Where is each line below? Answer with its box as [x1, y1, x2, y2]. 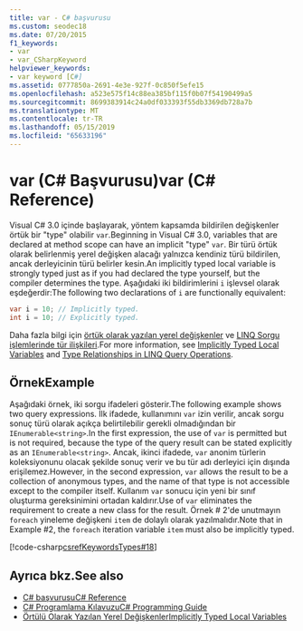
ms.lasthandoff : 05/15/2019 [9, 123, 116, 132]
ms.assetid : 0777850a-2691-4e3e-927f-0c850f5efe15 [9, 81, 204, 90]
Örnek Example [9, 374, 95, 390]
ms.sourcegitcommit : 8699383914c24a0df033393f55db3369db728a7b [9, 97, 253, 107]
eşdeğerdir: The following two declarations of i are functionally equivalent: [9, 286, 287, 297]
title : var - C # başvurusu [9, 13, 111, 23]
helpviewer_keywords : [9, 64, 91, 73]
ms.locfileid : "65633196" [9, 131, 107, 141]
